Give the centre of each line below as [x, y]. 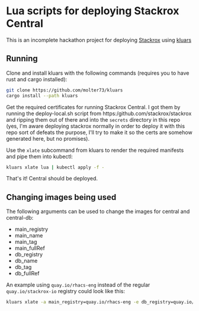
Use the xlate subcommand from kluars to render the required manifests [95, 150]
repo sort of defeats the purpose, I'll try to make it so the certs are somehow [99, 132]
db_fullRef [27, 274]
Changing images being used [61, 197]
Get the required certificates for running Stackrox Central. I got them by [93, 107]
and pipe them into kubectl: [39, 156]
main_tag [26, 242]
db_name [26, 261]
